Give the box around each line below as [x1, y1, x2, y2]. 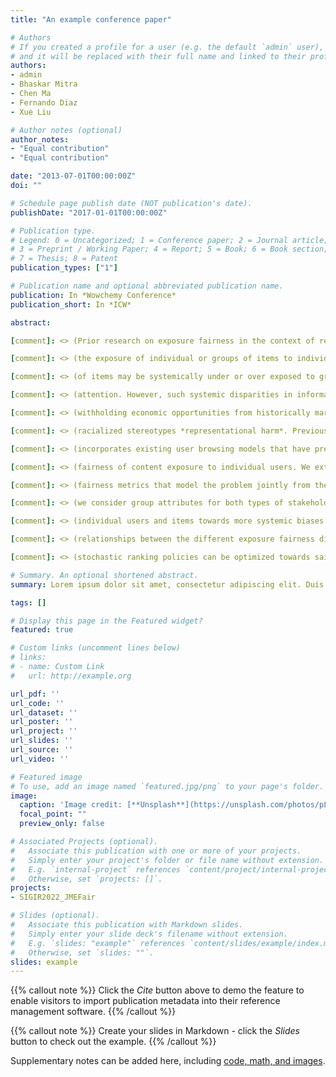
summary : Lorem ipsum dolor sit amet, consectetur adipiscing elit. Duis [10, 579, 325, 590]
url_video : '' [10, 754, 70, 764]
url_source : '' [10, 745, 74, 755]
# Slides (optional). [10, 911, 101, 921]
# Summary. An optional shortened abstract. [10, 570, 199, 580]
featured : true [10, 625, 74, 635]
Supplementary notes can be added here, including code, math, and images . [10, 1055, 326, 1067]
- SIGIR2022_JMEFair [10, 892, 97, 903]
